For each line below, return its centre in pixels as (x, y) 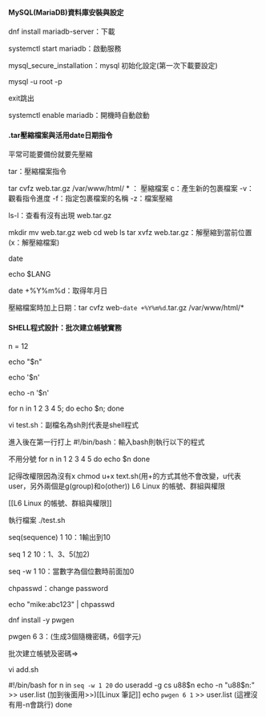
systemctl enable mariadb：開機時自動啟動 (79, 115)
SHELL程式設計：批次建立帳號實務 (65, 328)
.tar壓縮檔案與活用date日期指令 (60, 135)
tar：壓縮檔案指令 (37, 172)
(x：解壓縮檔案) (34, 243)
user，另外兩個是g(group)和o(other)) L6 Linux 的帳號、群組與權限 (117, 486)
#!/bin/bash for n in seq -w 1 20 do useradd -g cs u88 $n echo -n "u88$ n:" (131, 685)
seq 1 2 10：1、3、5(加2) (49, 554)
